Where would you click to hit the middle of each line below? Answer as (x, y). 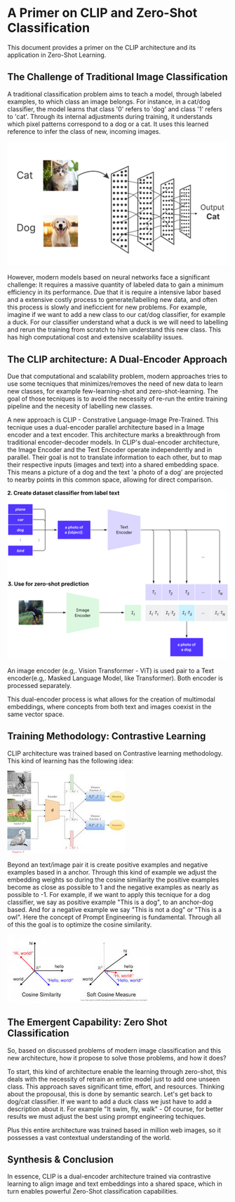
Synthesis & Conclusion (61, 1159)
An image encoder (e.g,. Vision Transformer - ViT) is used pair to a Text (110, 670)
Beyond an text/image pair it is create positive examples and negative (108, 865)
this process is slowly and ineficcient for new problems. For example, (107, 307)
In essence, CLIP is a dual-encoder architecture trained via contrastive (109, 1177)
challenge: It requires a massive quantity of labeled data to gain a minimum (116, 285)
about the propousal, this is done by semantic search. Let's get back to (110, 1094)
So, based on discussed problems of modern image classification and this (114, 1050)
